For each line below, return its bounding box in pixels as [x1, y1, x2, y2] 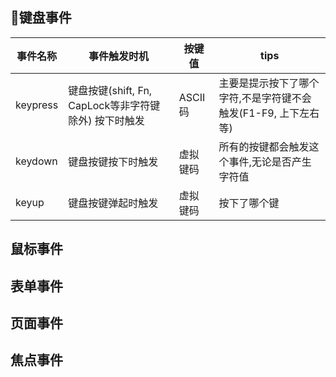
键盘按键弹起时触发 [68, 196, 159, 210]
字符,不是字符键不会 [218, 91, 312, 105]
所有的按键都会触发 [218, 139, 310, 153]
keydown [15, 154, 58, 168]
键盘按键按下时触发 [68, 154, 159, 168]
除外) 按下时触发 [68, 113, 145, 127]
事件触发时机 [88, 49, 149, 63]
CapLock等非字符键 [68, 98, 161, 112]
